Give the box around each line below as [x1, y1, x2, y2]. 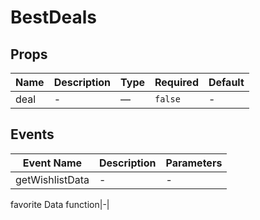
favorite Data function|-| [10, 198, 110, 210]
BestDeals [10, 6, 97, 29]
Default [208, 76, 245, 89]
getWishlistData [15, 172, 90, 186]
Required [154, 76, 199, 89]
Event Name [22, 156, 83, 170]
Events [10, 126, 55, 143]
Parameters [165, 156, 223, 170]
